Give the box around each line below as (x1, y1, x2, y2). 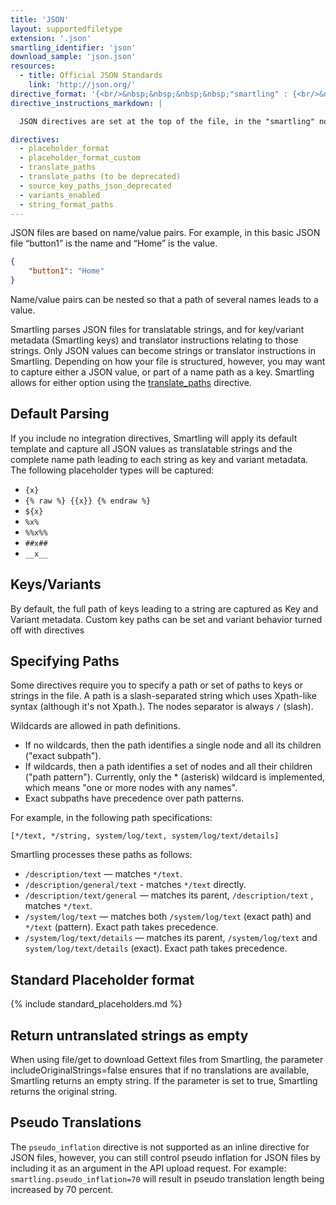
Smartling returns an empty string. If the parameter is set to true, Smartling (10, 1075, 318, 1087)
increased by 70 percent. (10, 1183, 114, 1195)
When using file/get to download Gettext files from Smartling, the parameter (10, 1054, 324, 1066)
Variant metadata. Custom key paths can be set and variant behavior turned (10, 613, 323, 625)
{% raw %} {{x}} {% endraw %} (24, 496, 152, 506)
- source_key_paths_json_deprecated (19, 181, 172, 191)
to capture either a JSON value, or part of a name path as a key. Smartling (10, 366, 315, 378)
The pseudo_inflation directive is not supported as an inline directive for (10, 1141, 310, 1153)
